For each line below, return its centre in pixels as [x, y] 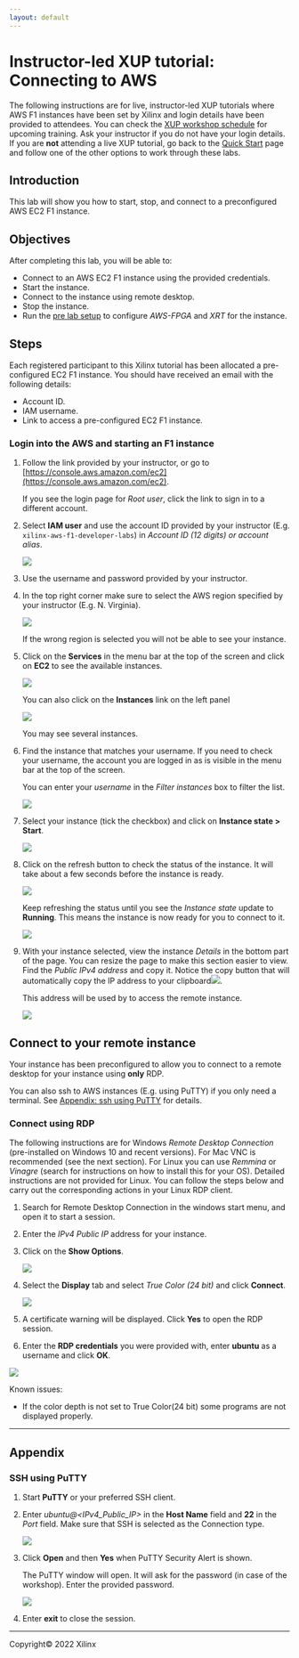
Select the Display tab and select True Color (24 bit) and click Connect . [154, 1285]
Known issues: [36, 1389]
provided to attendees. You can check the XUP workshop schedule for [138, 124]
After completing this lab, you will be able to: [91, 261]
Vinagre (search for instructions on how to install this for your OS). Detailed [147, 1171]
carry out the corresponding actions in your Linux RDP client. [121, 1191]
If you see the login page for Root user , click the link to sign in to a [143, 499]
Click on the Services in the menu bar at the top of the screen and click [153, 656]
